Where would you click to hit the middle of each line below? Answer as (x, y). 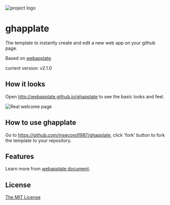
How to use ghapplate (41, 123)
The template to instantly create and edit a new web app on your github (80, 43)
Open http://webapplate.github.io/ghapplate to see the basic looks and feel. (85, 96)
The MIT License (23, 197)
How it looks (25, 84)
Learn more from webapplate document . (48, 169)
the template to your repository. (39, 140)
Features (20, 156)
